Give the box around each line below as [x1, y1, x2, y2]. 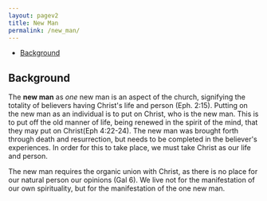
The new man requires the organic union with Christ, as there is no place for [8, 167, 258, 176]
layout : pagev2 [8, 11, 59, 20]
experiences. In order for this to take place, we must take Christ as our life [8, 143, 251, 153]
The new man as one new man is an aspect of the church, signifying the [8, 92, 245, 102]
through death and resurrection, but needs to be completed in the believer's [8, 134, 257, 144]
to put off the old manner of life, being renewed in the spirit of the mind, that [8, 118, 258, 127]
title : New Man [8, 19, 59, 27]
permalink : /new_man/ [8, 26, 80, 34]
